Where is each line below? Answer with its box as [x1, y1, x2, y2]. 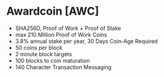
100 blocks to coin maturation [15, 57, 90, 64]
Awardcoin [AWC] [6, 4, 99, 18]
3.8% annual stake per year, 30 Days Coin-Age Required [15, 37, 158, 45]
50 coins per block [15, 44, 63, 51]
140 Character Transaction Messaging [15, 63, 112, 71]
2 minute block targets [15, 50, 72, 57]
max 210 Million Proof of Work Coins [15, 31, 107, 38]
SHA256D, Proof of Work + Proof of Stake [15, 24, 121, 32]
